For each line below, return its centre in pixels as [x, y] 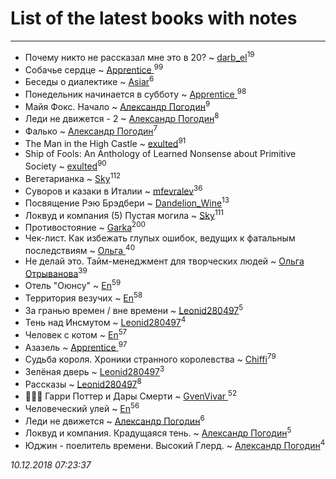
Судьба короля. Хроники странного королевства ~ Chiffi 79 [150, 359]
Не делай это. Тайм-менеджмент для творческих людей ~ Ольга [164, 261]
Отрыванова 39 [56, 272]
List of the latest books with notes [154, 18]
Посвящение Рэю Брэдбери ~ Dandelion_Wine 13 [127, 202]
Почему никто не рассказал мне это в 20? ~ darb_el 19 [139, 56]
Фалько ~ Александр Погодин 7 [91, 130]
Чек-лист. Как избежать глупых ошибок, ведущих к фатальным [160, 238]
